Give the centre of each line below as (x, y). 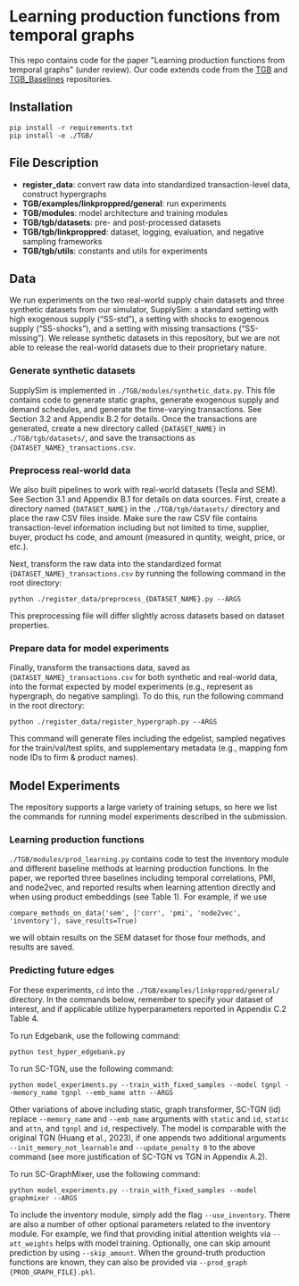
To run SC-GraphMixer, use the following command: (105, 1174)
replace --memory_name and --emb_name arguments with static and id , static (149, 1118)
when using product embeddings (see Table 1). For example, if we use (138, 897)
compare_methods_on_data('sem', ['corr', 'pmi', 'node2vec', (125, 913)
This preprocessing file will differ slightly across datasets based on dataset (147, 615)
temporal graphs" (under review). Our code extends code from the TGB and (149, 70)
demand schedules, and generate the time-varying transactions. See (136, 409)
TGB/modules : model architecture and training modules (125, 212)
